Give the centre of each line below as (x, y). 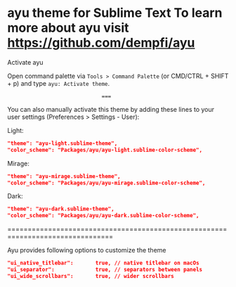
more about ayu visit (68, 28)
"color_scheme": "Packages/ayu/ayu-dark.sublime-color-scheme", (103, 216)
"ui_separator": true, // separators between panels (105, 270)
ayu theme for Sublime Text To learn (115, 13)
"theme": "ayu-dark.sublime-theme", (61, 209)
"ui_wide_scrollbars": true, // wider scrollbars (91, 276)
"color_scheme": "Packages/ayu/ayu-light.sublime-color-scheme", (105, 150)
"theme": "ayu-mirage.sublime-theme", (64, 176)
